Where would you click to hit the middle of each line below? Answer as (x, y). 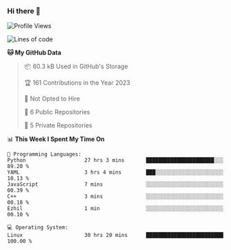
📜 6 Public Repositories (57, 112)
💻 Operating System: (38, 228)
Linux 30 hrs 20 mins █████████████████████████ (115, 236)
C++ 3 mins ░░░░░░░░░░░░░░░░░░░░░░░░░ (115, 197)
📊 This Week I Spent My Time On (56, 139)
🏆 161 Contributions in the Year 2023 (77, 83)
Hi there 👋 (24, 11)
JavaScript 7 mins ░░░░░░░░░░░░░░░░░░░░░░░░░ (115, 185)
